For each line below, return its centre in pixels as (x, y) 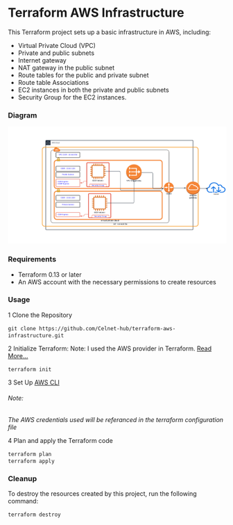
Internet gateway (42, 60)
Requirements (32, 259)
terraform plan (30, 454)
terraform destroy (34, 515)
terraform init (30, 369)
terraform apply (31, 461)
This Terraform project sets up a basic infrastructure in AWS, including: (109, 32)
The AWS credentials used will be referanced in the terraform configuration (116, 420)
